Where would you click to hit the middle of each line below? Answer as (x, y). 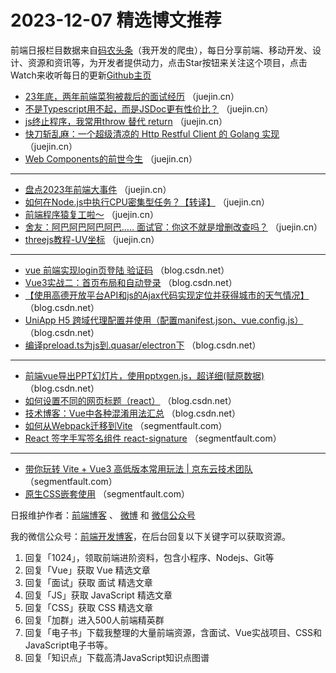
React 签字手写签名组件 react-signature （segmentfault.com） (153, 438)
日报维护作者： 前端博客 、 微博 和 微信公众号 (103, 515)
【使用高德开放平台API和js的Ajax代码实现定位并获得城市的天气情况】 (167, 295)
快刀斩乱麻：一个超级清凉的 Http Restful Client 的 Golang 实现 (152, 133)
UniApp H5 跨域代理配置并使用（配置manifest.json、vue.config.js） (164, 320)
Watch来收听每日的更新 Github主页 (81, 75)
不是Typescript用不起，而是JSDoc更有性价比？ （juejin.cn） (149, 108)
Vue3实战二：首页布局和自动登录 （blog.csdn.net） (131, 282)
